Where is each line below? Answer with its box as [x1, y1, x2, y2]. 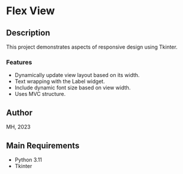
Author [6, 108, 32, 118]
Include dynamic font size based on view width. [14, 84, 131, 91]
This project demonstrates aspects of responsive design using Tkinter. [6, 43, 178, 50]
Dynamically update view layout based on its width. [14, 72, 140, 79]
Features [6, 58, 32, 66]
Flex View [6, 4, 55, 18]
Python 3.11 [14, 156, 43, 163]
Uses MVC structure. [14, 91, 66, 98]
